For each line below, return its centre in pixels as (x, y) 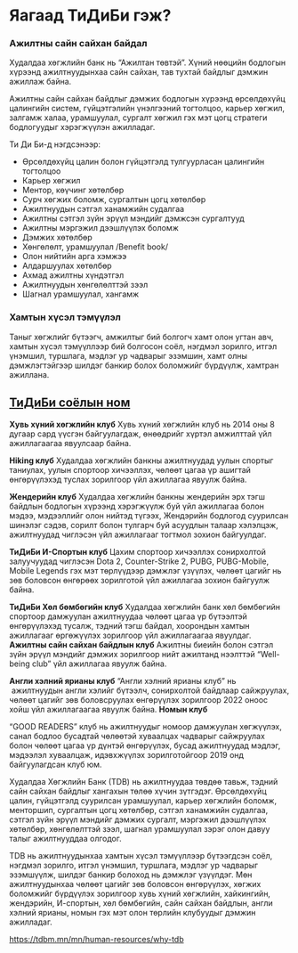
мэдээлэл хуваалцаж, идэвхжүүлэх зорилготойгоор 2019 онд (127, 754)
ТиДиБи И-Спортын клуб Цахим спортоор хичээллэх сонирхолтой (138, 551)
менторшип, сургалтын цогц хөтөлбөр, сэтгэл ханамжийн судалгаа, (139, 810)
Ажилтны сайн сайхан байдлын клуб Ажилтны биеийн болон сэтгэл (141, 644)
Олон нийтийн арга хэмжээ (74, 257)
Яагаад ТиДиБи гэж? (90, 16)
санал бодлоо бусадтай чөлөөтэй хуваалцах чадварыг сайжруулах (137, 736)
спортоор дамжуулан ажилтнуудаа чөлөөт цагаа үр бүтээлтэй (128, 616)
